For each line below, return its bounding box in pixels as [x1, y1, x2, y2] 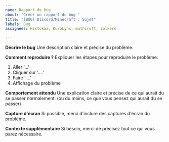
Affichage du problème [12, 80, 61, 86]
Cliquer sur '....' [12, 69, 45, 76]
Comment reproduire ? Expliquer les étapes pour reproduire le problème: [5, 54, 158, 61]
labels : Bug [5, 21, 30, 27]
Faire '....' [12, 75, 32, 81]
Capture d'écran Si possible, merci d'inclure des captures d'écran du [5, 111, 150, 117]
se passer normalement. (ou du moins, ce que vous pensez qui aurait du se [5, 96, 162, 102]
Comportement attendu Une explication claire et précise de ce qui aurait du [5, 90, 164, 96]
